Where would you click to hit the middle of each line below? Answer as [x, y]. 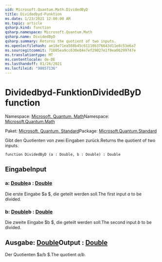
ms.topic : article [24, 23]
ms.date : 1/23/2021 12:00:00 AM [38, 19]
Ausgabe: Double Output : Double [56, 243]
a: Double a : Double [29, 183]
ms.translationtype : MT [29, 55]
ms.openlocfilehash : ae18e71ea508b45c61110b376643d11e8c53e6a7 [71, 46]
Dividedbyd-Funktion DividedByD [73, 93]
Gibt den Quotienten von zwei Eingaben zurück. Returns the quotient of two [80, 140]
